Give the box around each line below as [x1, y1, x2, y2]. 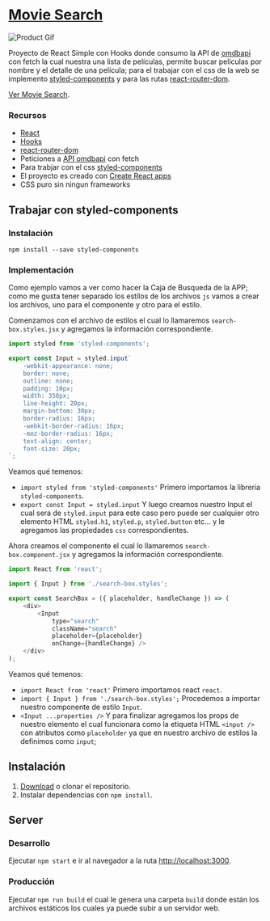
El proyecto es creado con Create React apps [19, 171, 171, 181]
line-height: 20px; [23, 399, 89, 408]
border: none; [23, 370, 70, 378]
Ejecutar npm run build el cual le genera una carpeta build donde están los [8, 894, 259, 904]
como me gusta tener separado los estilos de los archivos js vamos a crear [8, 291, 260, 301]
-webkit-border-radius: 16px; [23, 422, 125, 430]
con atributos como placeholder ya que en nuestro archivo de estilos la [19, 728, 258, 737]
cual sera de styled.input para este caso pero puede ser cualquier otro [19, 508, 259, 518]
